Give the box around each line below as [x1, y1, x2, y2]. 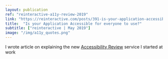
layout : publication [5, 7, 48, 12]
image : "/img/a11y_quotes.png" [5, 30, 70, 35]
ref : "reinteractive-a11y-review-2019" [5, 12, 88, 17]
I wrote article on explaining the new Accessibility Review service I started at [5, 44, 163, 50]
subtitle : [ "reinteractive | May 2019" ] [5, 26, 91, 31]
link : [5, 16, 16, 21]
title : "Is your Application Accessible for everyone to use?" [5, 21, 142, 26]
